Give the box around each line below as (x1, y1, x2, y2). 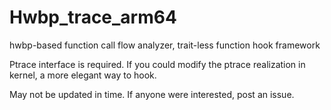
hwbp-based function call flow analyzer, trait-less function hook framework (9, 39, 321, 51)
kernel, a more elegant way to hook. (9, 69, 157, 81)
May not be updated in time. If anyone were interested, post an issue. (9, 88, 295, 100)
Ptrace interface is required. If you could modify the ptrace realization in (9, 58, 306, 70)
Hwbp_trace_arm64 (9, 6, 177, 29)
